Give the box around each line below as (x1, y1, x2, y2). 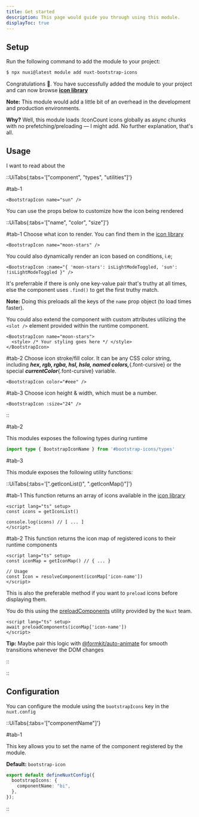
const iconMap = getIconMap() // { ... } (6, 557, 111, 564)
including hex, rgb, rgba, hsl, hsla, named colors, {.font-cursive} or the (6, 361, 181, 368)
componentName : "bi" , (17, 783, 71, 789)
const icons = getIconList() (6, 508, 79, 514)
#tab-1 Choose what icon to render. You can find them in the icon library (6, 230, 184, 237)
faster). (6, 304, 25, 311)
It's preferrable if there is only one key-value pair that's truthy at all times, (6, 279, 187, 287)
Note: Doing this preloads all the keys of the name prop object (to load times (6, 297, 192, 305)
